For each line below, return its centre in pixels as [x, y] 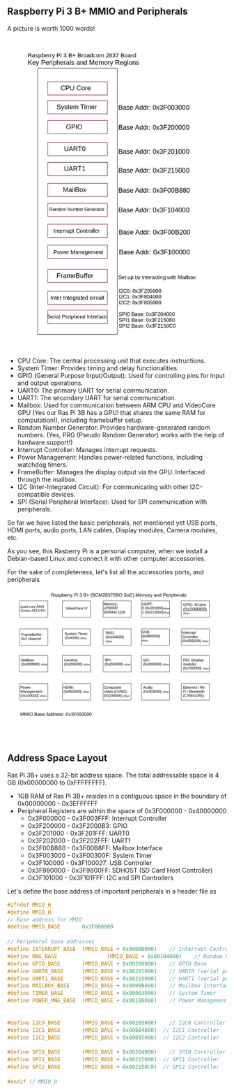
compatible [33, 494]
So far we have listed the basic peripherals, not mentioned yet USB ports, [112, 523]
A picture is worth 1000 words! [51, 28]
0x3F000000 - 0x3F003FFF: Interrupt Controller [97, 818]
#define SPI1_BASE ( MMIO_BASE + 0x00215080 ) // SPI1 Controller [113, 1060]
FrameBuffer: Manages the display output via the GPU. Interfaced [111, 472]
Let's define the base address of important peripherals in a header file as [112, 891]
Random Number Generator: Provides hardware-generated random [114, 427]
